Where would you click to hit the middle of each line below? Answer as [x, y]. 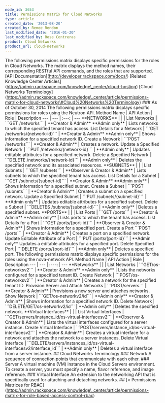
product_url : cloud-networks [35, 46]
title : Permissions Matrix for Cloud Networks [54, 14]
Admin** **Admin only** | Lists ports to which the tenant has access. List [80, 217]
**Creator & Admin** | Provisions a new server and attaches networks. [78, 291]
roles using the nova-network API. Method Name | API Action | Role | [75, 259]
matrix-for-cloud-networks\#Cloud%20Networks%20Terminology [72, 102]
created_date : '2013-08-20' [34, 23]
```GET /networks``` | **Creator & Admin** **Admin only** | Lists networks [82, 123]
